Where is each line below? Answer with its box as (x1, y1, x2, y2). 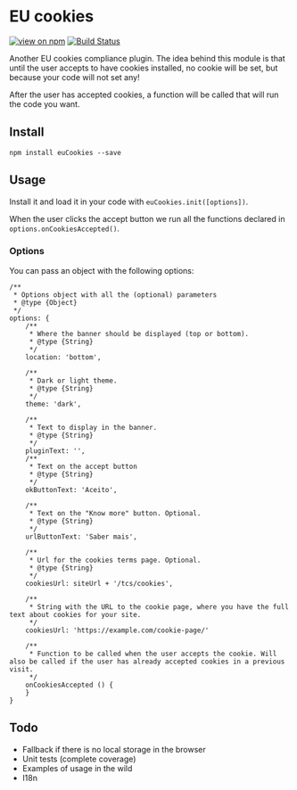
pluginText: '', (25, 446, 87, 456)
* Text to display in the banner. (29, 423, 158, 432)
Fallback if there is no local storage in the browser (21, 744, 207, 754)
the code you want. (9, 98, 80, 109)
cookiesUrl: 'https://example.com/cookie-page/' (25, 626, 210, 635)
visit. (9, 664, 34, 674)
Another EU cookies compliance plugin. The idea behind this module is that (9, 53, 285, 63)
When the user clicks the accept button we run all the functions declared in (9, 213, 285, 224)
